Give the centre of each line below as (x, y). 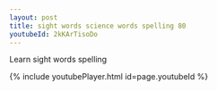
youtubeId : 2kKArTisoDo (54, 34)
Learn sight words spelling (58, 60)
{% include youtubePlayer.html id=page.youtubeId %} (109, 77)
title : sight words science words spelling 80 (98, 26)
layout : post (34, 17)
